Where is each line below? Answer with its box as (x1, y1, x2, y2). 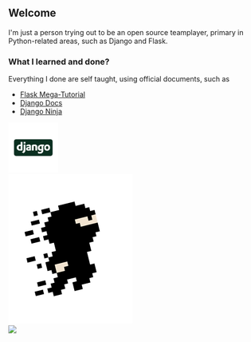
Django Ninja (19, 107, 62, 117)
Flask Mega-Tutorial (19, 89, 86, 99)
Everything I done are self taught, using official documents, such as (8, 74, 229, 84)
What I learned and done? (8, 56, 110, 67)
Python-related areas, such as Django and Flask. (8, 36, 168, 46)
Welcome (8, 6, 57, 20)
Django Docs (19, 98, 63, 108)
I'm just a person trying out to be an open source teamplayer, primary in (8, 27, 244, 37)
